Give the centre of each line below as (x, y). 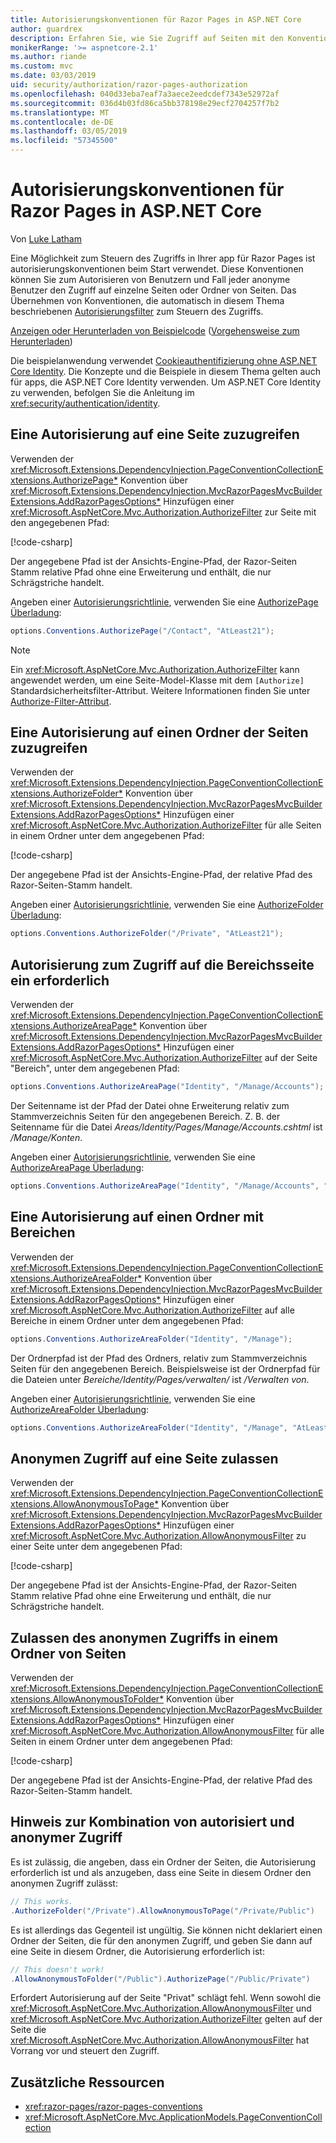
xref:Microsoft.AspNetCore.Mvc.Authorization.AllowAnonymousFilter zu (158, 1536)
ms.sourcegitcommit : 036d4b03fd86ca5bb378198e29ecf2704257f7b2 (145, 103)
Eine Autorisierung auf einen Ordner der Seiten (159, 732)
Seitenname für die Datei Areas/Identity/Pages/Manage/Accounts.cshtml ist (166, 1127)
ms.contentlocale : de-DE (62, 122)
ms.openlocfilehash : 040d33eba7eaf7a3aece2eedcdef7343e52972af (145, 94)
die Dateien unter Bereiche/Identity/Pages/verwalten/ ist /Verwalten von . (160, 1379)
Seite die (28, 2030)
